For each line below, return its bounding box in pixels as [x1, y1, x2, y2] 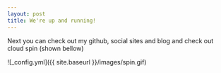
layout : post [7, 10, 46, 18]
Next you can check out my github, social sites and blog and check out [7, 36, 214, 45]
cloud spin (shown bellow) [7, 44, 84, 52]
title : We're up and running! [7, 17, 97, 24]
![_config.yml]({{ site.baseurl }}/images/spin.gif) [7, 57, 147, 66]
